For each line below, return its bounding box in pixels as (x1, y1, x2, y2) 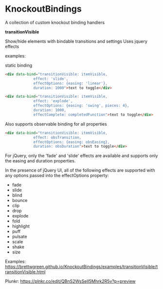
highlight (12, 223, 30, 229)
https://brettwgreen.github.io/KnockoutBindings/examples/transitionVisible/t (5, 264, 158, 270)
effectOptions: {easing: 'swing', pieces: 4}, (33, 103, 130, 108)
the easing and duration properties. (5, 158, 76, 164)
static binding (5, 62, 33, 68)
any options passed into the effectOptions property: (5, 173, 109, 179)
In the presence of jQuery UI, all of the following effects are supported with (5, 167, 155, 173)
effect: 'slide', (33, 76, 69, 81)
